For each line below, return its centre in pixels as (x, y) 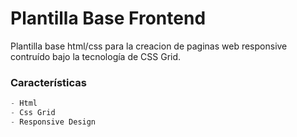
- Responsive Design (53, 122)
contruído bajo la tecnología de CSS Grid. (96, 56)
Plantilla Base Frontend (108, 18)
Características (48, 82)
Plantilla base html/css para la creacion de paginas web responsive (149, 46)
